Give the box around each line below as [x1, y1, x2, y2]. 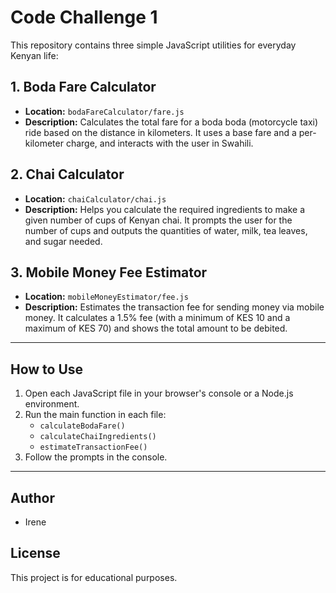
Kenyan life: [10, 49, 59, 61]
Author [10, 489, 55, 506]
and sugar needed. [24, 235, 103, 247]
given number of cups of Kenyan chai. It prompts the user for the [24, 214, 293, 226]
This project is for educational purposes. [10, 571, 178, 583]
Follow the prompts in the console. [24, 451, 168, 463]
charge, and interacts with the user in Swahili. [65, 137, 254, 149]
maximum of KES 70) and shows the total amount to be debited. [24, 322, 288, 335]
